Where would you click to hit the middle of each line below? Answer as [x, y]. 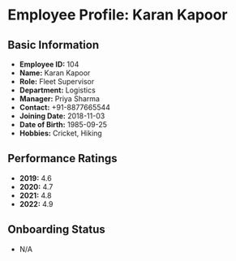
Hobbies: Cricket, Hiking [60, 133]
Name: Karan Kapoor [55, 73]
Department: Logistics [58, 90]
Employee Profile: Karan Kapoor [118, 15]
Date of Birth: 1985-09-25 [63, 124]
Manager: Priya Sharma [60, 98]
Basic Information [54, 45]
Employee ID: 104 [49, 64]
